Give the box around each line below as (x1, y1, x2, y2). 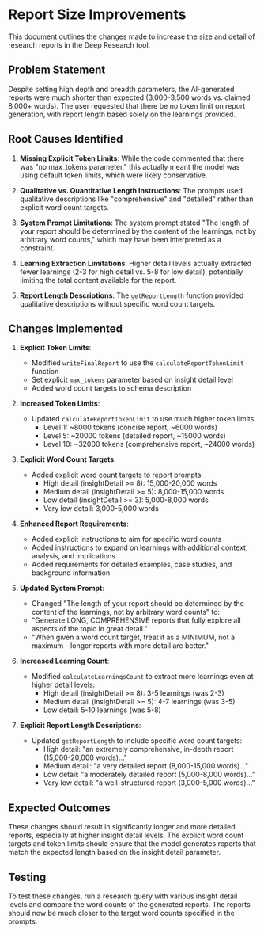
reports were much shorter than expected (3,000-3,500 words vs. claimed (8, 93, 251, 102)
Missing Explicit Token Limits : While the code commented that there (19, 153, 245, 163)
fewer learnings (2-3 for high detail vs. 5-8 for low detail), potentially (19, 267, 243, 276)
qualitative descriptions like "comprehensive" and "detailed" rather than (19, 194, 254, 204)
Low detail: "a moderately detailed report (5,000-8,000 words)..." (43, 770, 255, 780)
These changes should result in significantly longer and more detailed (8, 822, 236, 832)
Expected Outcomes (8, 801, 111, 814)
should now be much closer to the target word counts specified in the (8, 909, 235, 917)
